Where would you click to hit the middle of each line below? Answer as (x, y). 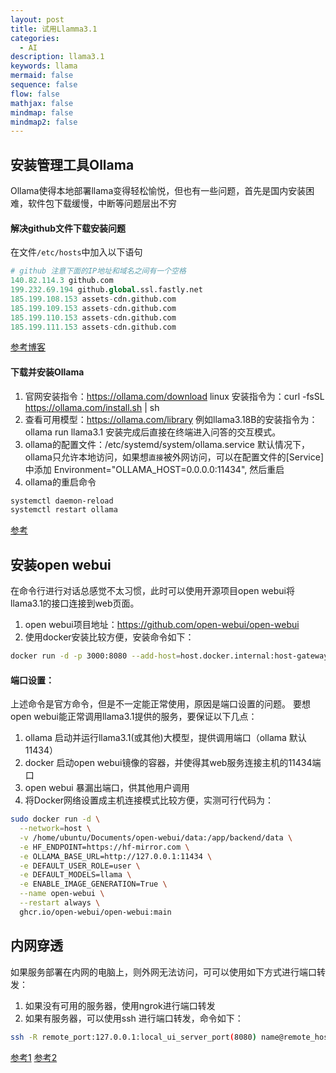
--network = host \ (55, 829)
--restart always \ (60, 903)
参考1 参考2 (34, 1057)
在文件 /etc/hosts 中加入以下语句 (76, 252)
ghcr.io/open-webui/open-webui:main (95, 912)
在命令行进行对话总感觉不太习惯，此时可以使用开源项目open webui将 (152, 591)
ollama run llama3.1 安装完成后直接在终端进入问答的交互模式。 (153, 432)
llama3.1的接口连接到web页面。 (75, 603)
